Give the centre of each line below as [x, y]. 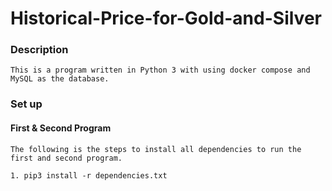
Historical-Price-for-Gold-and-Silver [166, 18]
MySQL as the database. [60, 79]
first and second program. [66, 158]
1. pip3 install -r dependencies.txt [89, 175]
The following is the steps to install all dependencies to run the [156, 149]
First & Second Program [61, 128]
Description [39, 50]
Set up [26, 104]
